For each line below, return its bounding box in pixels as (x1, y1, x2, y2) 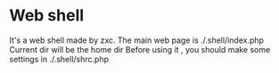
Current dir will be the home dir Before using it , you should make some (9, 44, 271, 54)
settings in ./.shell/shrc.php (9, 53, 110, 64)
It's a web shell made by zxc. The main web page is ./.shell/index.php (9, 35, 265, 45)
